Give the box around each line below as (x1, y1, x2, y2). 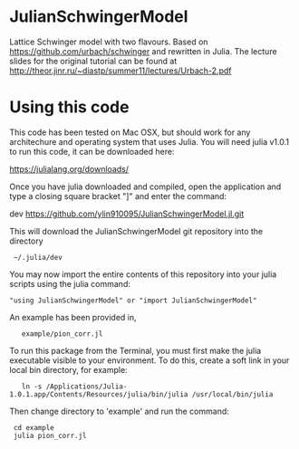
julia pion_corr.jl (13, 431, 88, 440)
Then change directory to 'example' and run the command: (9, 406, 229, 416)
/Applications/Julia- (45, 382, 128, 391)
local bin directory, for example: (9, 364, 129, 375)
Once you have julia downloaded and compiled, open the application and (9, 181, 282, 192)
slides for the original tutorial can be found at (9, 55, 178, 66)
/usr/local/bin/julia (191, 389, 274, 399)
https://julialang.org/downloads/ (9, 163, 130, 174)
